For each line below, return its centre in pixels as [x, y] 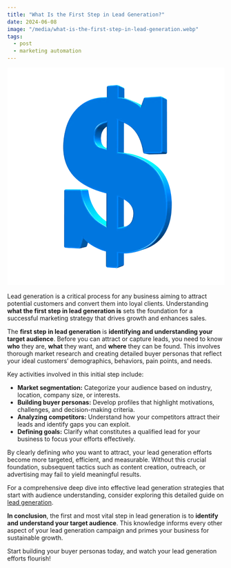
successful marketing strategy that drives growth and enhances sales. [107, 318]
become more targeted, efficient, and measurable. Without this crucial [107, 460]
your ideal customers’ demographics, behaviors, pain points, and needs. [110, 361]
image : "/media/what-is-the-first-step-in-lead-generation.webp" [103, 29]
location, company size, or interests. [69, 395]
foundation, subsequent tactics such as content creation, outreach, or [106, 467]
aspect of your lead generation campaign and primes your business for [108, 530]
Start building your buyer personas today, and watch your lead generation [112, 551]
